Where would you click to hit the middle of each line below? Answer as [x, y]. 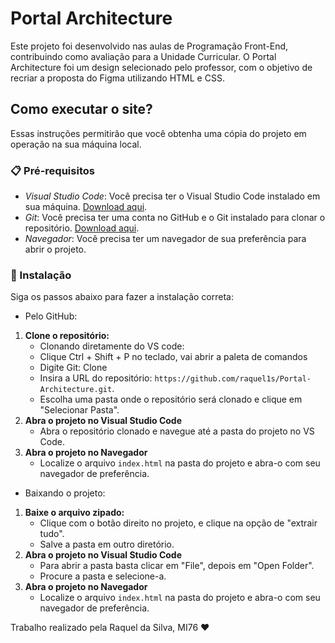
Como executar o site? [81, 109]
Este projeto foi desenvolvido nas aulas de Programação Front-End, [149, 46]
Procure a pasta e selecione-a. [103, 576]
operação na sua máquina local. [76, 144]
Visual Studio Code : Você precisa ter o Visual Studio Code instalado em [172, 196]
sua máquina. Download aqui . [86, 207]
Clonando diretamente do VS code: [112, 346]
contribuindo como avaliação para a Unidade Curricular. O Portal [143, 56]
